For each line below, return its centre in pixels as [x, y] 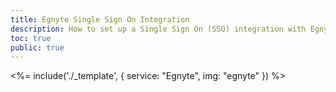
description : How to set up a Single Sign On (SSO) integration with [158, 29]
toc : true [31, 38]
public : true [37, 47]
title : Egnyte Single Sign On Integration [100, 19]
